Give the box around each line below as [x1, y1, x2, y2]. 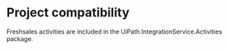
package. [6, 34, 33, 42]
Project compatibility [6, 5, 130, 21]
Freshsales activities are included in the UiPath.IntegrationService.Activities [6, 27, 223, 36]
